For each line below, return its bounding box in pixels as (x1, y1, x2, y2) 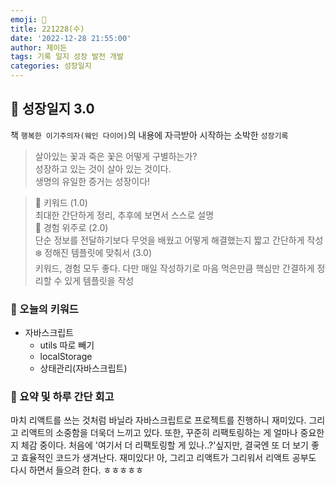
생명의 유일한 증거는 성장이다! (34, 175, 151, 187)
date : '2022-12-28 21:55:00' (10, 33, 132, 43)
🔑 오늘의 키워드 (10, 302, 79, 316)
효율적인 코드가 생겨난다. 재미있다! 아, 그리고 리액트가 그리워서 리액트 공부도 (20, 452, 317, 464)
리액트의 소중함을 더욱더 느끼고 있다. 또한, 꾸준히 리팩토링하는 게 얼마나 (20, 427, 298, 439)
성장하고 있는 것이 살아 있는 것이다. (34, 162, 172, 175)
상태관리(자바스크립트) (39, 362, 128, 375)
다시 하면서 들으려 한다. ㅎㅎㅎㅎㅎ (10, 464, 144, 476)
